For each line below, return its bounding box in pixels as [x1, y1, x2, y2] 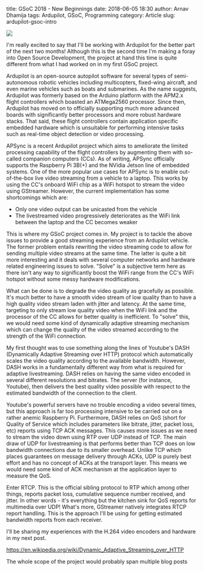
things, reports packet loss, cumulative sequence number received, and [6, 490, 186, 497]
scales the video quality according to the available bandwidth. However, [6, 357, 186, 364]
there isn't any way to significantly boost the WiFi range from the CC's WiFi [6, 269, 194, 276]
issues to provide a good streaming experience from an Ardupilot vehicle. [6, 237, 190, 244]
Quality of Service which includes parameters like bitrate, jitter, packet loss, [6, 420, 195, 428]
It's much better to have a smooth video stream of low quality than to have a [6, 294, 196, 301]
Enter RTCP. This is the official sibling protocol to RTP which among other [6, 484, 190, 491]
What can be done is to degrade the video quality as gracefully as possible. [6, 287, 195, 294]
